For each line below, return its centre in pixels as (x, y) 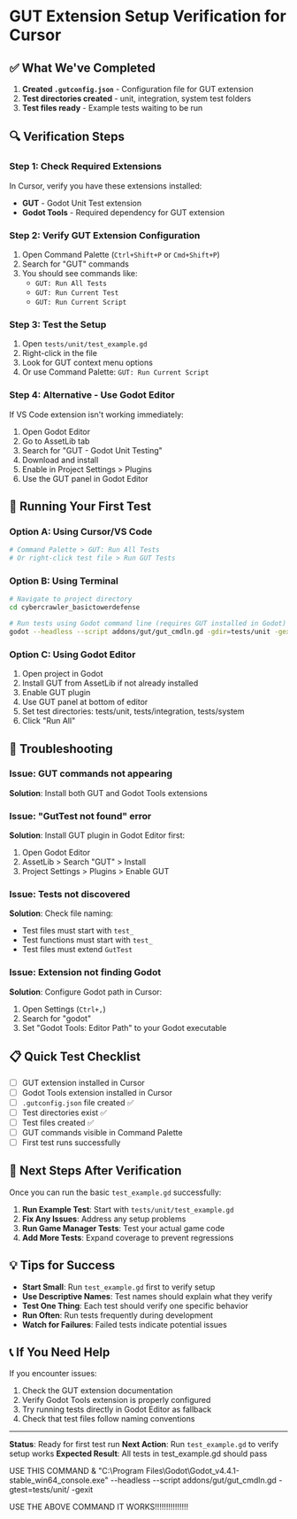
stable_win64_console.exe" (59, 1480)
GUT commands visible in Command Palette (102, 1132)
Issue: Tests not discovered (70, 895)
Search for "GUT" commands (76, 264)
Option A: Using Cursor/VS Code (81, 531)
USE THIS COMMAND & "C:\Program (76, 1471)
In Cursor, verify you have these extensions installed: (106, 186)
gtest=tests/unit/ (39, 1490)
